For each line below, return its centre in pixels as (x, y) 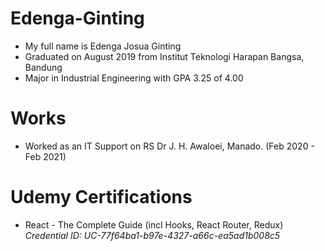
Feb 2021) (45, 156)
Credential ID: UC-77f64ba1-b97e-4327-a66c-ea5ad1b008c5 (152, 235)
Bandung (43, 67)
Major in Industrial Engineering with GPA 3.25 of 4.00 (134, 78)
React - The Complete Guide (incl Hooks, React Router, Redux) (154, 224)
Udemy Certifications (101, 197)
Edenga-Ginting (77, 18)
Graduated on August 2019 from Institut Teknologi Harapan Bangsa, (164, 56)
